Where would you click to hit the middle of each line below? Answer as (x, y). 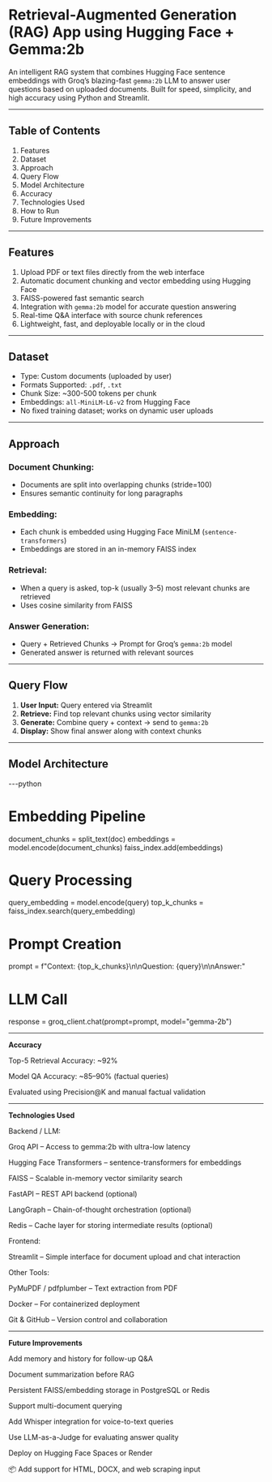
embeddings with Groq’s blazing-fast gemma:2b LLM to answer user (119, 80)
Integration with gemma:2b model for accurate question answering (128, 307)
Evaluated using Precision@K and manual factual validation (107, 1092)
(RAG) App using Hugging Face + (121, 32)
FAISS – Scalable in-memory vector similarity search (96, 1179)
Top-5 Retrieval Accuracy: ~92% (63, 1061)
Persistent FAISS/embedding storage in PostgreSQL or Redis (109, 1390)
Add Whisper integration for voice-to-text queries (91, 1422)
